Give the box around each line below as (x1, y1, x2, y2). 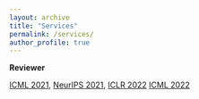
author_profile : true (9, 37, 91, 47)
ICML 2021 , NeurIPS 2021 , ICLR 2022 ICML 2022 (9, 79, 190, 90)
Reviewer (9, 62, 46, 73)
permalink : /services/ (9, 29, 94, 38)
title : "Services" (9, 21, 78, 30)
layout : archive (9, 12, 70, 22)
